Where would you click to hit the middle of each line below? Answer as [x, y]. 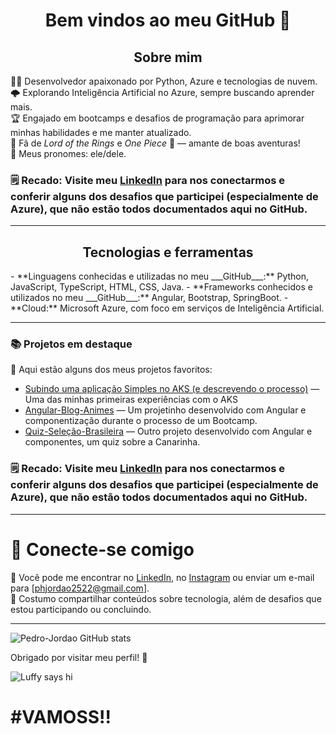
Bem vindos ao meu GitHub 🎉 [168, 20]
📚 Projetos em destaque [71, 344]
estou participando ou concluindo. [81, 609]
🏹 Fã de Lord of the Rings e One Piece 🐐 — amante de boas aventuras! [155, 143]
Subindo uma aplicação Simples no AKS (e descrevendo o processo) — [172, 389]
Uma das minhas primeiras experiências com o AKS [131, 400]
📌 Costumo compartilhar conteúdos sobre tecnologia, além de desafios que [166, 598]
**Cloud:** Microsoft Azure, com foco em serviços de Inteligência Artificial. [167, 308]
